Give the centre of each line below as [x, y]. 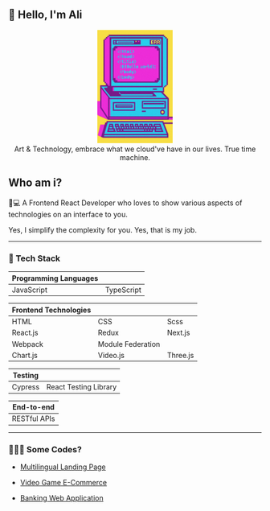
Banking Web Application [61, 498]
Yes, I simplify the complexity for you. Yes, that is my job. [102, 229]
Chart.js [25, 355]
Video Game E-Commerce [63, 483]
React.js [25, 333]
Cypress [26, 387]
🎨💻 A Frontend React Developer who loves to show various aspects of [125, 203]
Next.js [178, 333]
